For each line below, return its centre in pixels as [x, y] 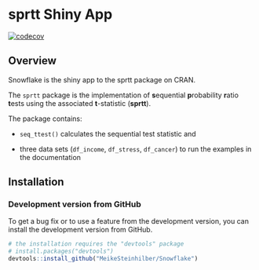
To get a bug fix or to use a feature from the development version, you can [129, 221]
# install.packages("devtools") [61, 252]
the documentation [50, 157]
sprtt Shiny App [60, 15]
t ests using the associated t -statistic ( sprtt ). [80, 103]
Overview [33, 61]
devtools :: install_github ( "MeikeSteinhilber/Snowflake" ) [103, 259]
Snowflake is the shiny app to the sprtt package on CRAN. [102, 79]
